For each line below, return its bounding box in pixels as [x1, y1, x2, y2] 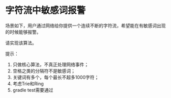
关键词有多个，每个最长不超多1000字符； [12, 74, 99, 80]
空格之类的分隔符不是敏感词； [12, 67, 75, 74]
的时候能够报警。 [5, 29, 41, 35]
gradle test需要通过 [12, 87, 53, 93]
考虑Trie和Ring [12, 80, 44, 87]
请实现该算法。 [5, 39, 37, 46]
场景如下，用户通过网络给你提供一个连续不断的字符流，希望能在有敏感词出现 [5, 22, 166, 29]
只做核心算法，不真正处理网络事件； [12, 61, 89, 67]
